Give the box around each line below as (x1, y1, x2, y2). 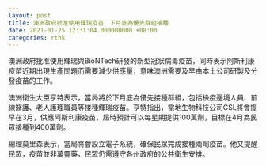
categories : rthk (8, 33, 66, 42)
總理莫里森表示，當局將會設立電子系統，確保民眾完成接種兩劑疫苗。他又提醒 (8, 139, 258, 149)
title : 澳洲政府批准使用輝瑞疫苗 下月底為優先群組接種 (8, 19, 169, 27)
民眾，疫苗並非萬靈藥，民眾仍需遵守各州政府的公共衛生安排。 (8, 149, 210, 159)
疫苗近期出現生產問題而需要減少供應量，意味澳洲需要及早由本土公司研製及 (8, 66, 251, 76)
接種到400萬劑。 (14, 123, 70, 132)
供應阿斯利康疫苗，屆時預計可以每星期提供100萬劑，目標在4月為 (40, 112, 251, 123)
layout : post (8, 11, 51, 20)
